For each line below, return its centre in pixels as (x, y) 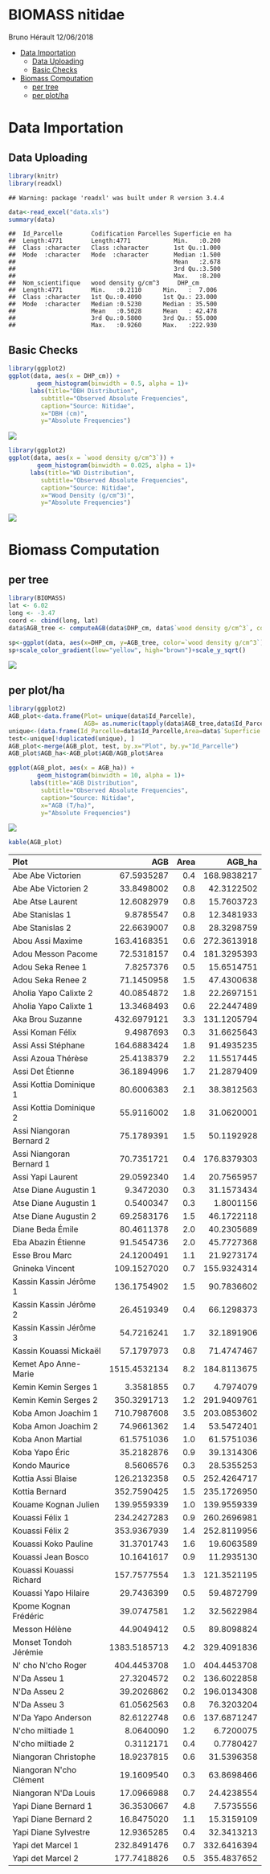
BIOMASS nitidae (67, 15)
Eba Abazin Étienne (49, 1242)
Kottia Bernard (39, 1491)
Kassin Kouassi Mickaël (57, 1351)
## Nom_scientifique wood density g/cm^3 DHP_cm (104, 283)
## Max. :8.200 (115, 276)
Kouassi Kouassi (43, 1570)
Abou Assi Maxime (47, 941)
